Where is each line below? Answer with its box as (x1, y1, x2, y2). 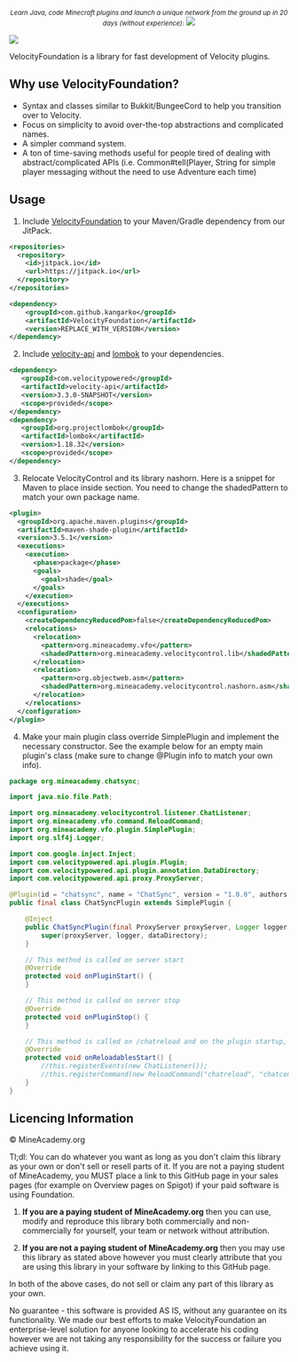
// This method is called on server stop (25, 996, 180, 1005)
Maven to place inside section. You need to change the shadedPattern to (21, 482, 288, 493)
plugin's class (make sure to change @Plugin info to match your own (21, 750, 273, 761)
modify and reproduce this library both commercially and (21, 1216, 231, 1227)
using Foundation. (9, 1190, 75, 1200)
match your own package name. (21, 491, 140, 502)
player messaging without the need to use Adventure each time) (21, 166, 257, 177)
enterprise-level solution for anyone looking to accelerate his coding (9, 1324, 259, 1335)
